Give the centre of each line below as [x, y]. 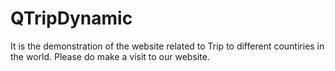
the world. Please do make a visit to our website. [110, 56]
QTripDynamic [71, 18]
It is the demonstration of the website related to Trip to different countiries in [167, 46]
